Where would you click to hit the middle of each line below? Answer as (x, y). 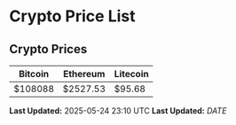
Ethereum (84, 74)
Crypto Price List (72, 16)
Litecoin (131, 74)
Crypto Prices (48, 49)
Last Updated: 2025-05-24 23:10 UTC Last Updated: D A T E (118, 111)
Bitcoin (34, 74)
